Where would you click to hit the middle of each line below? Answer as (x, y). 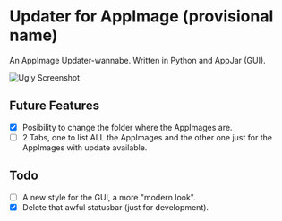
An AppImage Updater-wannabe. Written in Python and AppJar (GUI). (137, 60)
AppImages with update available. (85, 147)
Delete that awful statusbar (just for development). (115, 207)
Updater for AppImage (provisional (141, 17)
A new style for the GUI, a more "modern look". (109, 197)
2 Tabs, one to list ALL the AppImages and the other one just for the (147, 137)
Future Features (55, 106)
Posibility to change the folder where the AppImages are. (127, 127)
